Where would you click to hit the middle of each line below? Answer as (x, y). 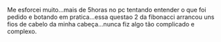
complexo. (22, 31)
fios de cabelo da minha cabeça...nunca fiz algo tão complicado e (101, 24)
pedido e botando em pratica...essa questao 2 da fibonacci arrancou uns (111, 17)
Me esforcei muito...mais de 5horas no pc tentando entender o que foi (107, 10)
